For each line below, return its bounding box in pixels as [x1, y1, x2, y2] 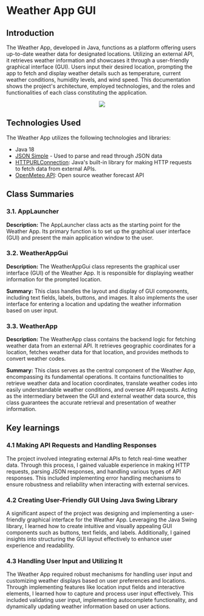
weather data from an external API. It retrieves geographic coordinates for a [6, 342, 196, 349]
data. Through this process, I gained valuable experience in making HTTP [6, 461, 190, 469]
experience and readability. [6, 542, 75, 549]
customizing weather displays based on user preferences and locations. [6, 577, 187, 584]
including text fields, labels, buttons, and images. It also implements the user [6, 293, 198, 301]
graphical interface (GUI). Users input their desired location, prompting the [6, 63, 193, 70]
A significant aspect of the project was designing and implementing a [6, 510, 180, 517]
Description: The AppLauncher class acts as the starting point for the [6, 221, 181, 228]
